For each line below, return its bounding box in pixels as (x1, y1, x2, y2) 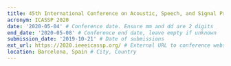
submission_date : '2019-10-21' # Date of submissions (7, 36, 165, 43)
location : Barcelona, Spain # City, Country (7, 49, 137, 56)
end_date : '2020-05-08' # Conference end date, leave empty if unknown (7, 29, 217, 36)
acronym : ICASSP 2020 (7, 16, 69, 23)
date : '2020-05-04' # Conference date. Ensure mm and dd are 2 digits (7, 23, 214, 30)
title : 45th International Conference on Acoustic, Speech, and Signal (7, 10, 217, 17)
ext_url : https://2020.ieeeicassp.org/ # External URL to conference (7, 42, 211, 49)
